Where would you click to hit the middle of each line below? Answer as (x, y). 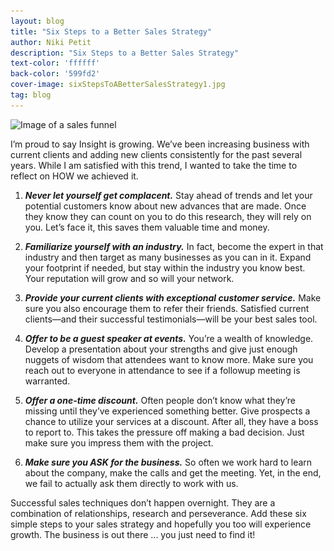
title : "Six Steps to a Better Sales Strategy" (111, 31)
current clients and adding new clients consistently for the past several (156, 154)
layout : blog (37, 21)
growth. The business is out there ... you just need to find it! (133, 534)
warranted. (47, 381)
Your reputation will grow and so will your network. (129, 278)
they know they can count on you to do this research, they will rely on (168, 216)
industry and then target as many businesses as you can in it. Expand (168, 257)
